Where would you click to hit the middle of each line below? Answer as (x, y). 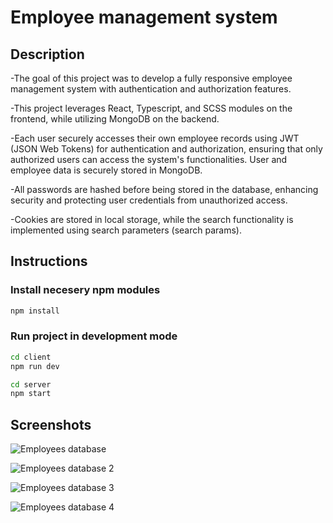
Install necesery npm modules (85, 290)
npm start (31, 394)
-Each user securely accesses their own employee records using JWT (155, 138)
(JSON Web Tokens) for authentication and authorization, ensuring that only (166, 149)
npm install (35, 311)
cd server (31, 384)
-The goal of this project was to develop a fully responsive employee (151, 78)
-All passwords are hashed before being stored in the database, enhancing (164, 189)
